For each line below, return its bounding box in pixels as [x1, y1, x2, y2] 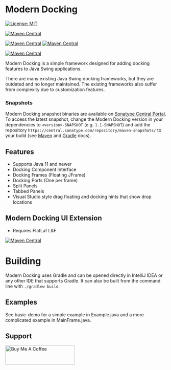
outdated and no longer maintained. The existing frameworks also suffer [5, 81, 157, 87]
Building [5, 255, 41, 267]
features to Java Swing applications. [5, 66, 82, 72]
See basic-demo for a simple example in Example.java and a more [5, 311, 144, 318]
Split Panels [12, 183, 38, 189]
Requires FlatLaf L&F [12, 227, 57, 233]
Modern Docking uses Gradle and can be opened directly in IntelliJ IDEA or [5, 272, 163, 278]
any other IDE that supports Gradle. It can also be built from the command [5, 277, 161, 284]
